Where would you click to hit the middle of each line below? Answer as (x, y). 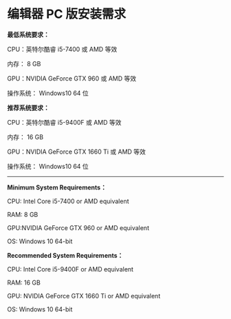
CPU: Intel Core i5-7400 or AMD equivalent (68, 201)
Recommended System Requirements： (65, 255)
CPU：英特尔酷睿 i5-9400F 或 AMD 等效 (64, 122)
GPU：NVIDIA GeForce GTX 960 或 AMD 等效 (72, 78)
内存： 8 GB (24, 63)
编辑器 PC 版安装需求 (67, 14)
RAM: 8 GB (23, 214)
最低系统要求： (28, 34)
